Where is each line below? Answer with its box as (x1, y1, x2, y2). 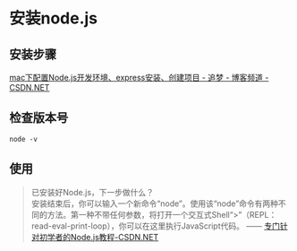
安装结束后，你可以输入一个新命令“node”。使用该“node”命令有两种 (30, 198, 279, 209)
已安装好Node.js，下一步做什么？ (30, 186, 155, 197)
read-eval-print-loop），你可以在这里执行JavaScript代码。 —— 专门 (30, 221, 280, 231)
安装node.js (9, 8, 98, 29)
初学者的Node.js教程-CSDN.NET (38, 231, 159, 242)
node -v (9, 134, 38, 143)
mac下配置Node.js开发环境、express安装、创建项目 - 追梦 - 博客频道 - (9, 73, 269, 82)
